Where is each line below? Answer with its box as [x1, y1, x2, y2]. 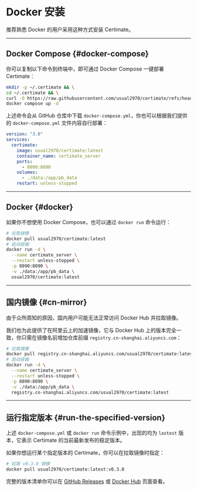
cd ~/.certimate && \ [6, 89, 59, 96]
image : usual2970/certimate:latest [16, 148, 104, 154]
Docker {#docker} [6, 202, 73, 212]
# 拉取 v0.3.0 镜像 [6, 461, 50, 467]
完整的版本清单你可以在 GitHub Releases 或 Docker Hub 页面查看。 [6, 478, 168, 485]
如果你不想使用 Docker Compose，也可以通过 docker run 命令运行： [6, 218, 172, 225]
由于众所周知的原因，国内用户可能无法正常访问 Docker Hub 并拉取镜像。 [6, 314, 182, 321]
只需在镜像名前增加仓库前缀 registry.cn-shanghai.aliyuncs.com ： [21, 334, 182, 341]
